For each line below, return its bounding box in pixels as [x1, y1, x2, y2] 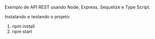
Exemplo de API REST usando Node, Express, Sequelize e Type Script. [5, 4, 151, 10]
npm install [12, 23, 35, 29]
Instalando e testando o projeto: [5, 14, 71, 19]
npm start [12, 29, 32, 34]
